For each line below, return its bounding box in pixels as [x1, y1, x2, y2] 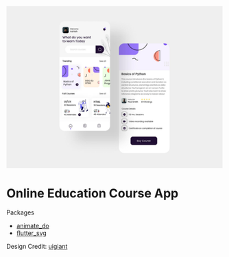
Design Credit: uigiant [6, 242, 68, 250]
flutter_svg [16, 229, 47, 237]
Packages [6, 208, 35, 217]
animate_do [16, 221, 49, 230]
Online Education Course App [6, 186, 179, 201]
